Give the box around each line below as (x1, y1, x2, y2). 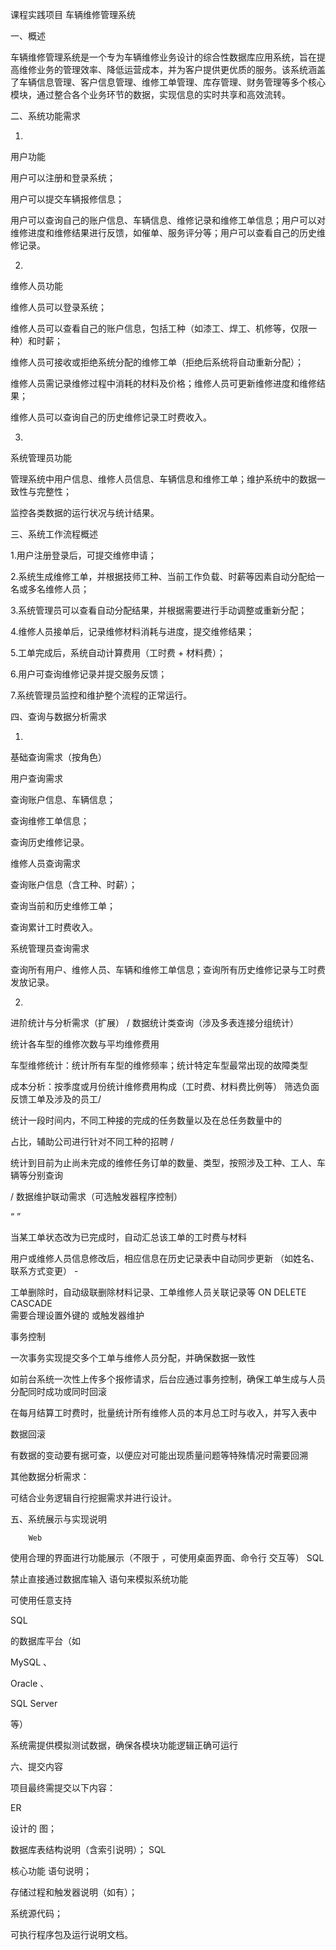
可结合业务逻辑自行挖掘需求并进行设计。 (10, 1492, 177, 1503)
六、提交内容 (10, 1761, 63, 1772)
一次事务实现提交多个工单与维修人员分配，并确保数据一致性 (10, 1352, 256, 1363)
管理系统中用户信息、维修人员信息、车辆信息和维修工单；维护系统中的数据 (10, 473, 317, 485)
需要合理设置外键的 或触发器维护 (10, 1309, 145, 1321)
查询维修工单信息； (10, 815, 90, 827)
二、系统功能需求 (10, 110, 81, 122)
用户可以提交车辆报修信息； (10, 193, 125, 205)
